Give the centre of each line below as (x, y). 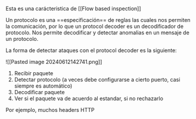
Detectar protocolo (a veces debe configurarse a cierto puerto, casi (97, 80)
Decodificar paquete (39, 92)
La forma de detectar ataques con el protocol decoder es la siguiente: (91, 50)
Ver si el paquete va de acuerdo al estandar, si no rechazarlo (88, 98)
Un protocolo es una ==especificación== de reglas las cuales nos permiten (98, 20)
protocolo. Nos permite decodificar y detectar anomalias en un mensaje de (98, 33)
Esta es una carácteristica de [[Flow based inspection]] (73, 9)
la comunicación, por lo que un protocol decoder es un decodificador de (95, 26)
